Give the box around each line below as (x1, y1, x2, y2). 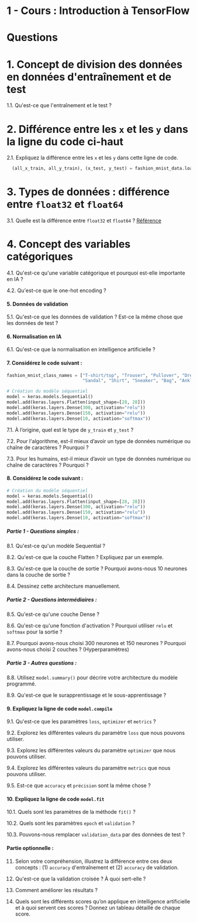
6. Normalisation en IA (6, 333, 62, 340)
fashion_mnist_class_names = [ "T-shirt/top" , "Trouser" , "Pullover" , (6, 372, 180, 378)
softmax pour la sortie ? (6, 628, 63, 635)
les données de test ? (6, 320, 58, 327)
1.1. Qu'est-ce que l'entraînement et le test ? (6, 102, 112, 109)
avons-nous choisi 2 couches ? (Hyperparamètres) (6, 646, 129, 653)
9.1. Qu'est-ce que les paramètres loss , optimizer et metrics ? (6, 718, 157, 725)
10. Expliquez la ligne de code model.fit (6, 795, 105, 803)
